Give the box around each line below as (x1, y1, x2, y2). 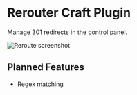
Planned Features (7, 61, 85, 74)
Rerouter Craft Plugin (7, 5, 131, 21)
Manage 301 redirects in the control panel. (7, 28, 128, 36)
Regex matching (17, 80, 64, 88)
